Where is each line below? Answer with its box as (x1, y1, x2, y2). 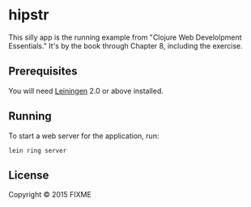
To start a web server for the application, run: (8, 131, 160, 141)
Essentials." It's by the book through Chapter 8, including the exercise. (8, 40, 243, 50)
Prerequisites (8, 65, 78, 78)
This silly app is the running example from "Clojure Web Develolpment (8, 32, 242, 42)
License (8, 168, 49, 182)
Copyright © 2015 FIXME (8, 190, 91, 200)
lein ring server (8, 146, 67, 154)
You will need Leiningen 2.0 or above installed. (8, 86, 164, 95)
